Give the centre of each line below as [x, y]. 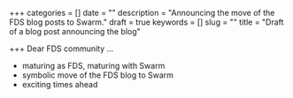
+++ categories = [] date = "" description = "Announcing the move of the [142, 13]
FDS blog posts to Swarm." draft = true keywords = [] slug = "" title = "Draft [146, 22]
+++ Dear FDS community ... [62, 49]
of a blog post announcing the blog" [75, 31]
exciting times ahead [60, 84]
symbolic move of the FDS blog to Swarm [98, 75]
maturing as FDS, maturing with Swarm [93, 66]
